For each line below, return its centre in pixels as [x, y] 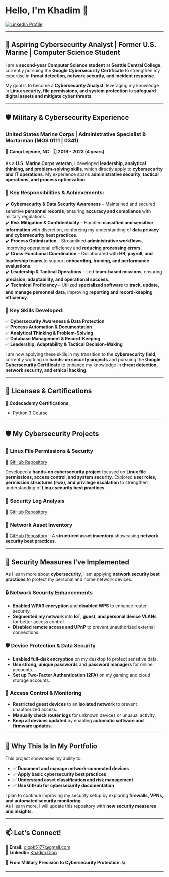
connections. [26, 632]
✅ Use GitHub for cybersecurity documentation [63, 785]
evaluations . [18, 266]
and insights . [19, 811]
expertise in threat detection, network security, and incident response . [80, 76]
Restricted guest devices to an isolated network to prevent [75, 704]
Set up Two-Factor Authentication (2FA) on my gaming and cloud [81, 675]
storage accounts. [31, 680]
